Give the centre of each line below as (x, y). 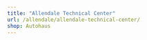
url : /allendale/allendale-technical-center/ (73, 20)
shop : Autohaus (29, 26)
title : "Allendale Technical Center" (61, 13)
